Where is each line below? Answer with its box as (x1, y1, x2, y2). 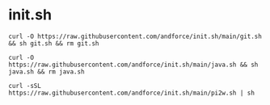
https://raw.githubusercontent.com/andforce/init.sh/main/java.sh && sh (8, 61, 259, 69)
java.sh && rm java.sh (8, 67, 85, 76)
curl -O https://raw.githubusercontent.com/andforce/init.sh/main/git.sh (8, 32, 263, 40)
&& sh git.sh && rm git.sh (8, 39, 99, 48)
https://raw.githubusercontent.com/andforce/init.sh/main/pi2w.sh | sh (8, 89, 255, 97)
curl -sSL (8, 82, 42, 90)
